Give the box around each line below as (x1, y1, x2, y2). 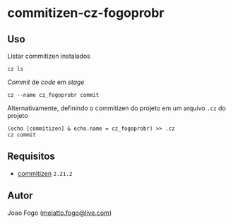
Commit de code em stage (7, 78, 85, 86)
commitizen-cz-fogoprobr (7, 5, 165, 21)
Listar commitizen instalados (7, 52, 90, 60)
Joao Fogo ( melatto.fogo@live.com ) (7, 208, 112, 217)
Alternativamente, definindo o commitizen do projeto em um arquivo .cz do (7, 104, 226, 112)
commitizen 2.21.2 (17, 169, 73, 177)
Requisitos (7, 151, 55, 163)
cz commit (7, 131, 37, 138)
